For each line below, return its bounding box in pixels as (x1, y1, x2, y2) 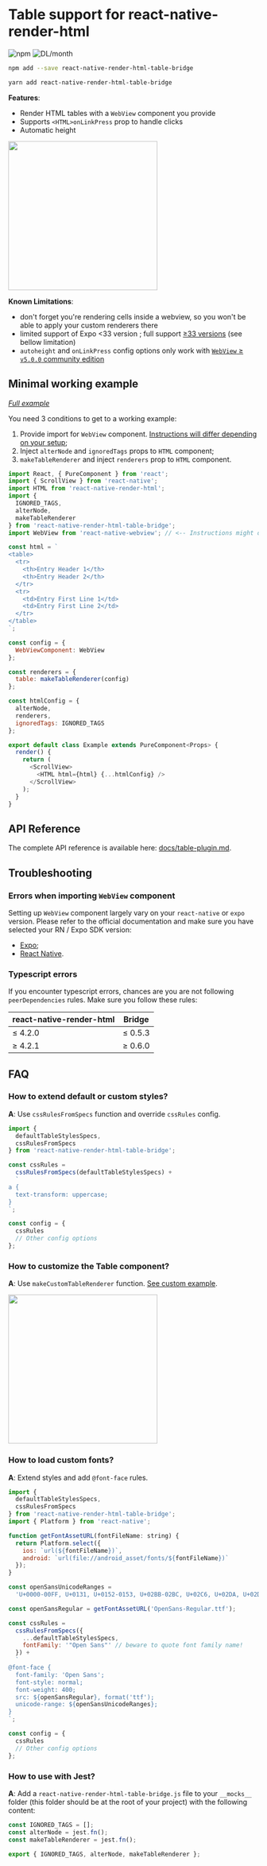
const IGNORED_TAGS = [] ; (8, 1821, 94, 1829)
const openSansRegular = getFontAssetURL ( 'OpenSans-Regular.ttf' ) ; (8, 1605, 237, 1612)
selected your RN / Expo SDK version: (8, 924, 133, 935)
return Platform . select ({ (15, 1539, 102, 1547)
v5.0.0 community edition (19, 354, 105, 363)
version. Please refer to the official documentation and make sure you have (8, 916, 254, 926)
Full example (8, 398, 50, 408)
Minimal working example (8, 377, 139, 391)
